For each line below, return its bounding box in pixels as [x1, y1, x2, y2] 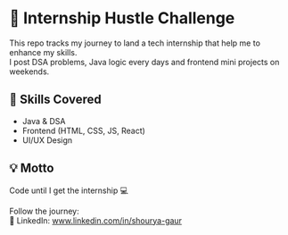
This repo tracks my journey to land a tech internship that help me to [9, 38, 261, 48]
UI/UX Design [21, 134, 73, 146]
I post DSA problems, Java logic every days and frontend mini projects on [9, 56, 280, 67]
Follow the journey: [9, 206, 79, 216]
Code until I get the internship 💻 [9, 185, 129, 196]
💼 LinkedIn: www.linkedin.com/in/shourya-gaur [9, 214, 183, 226]
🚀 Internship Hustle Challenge [9, 8, 235, 29]
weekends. [9, 66, 50, 77]
